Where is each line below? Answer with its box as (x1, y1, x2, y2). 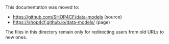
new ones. (5, 34, 27, 40)
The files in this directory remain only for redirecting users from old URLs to (5, 29, 164, 34)
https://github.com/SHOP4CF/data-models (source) (12, 14, 123, 19)
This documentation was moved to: (5, 4, 80, 10)
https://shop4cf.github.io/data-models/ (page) (12, 19, 110, 25)
